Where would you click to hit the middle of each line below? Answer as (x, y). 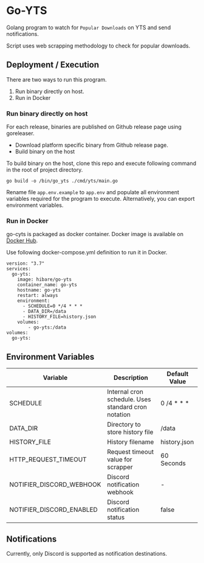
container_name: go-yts (47, 285)
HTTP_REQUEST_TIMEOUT (48, 460)
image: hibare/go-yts (44, 280)
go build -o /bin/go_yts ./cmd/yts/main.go (62, 181)
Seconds (173, 463)
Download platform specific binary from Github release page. (92, 145)
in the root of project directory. (45, 170)
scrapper (120, 467)
